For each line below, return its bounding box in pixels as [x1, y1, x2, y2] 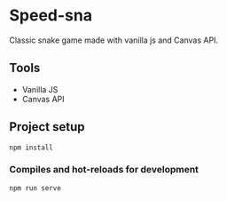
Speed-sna [9, 5, 93, 26]
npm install [9, 143, 53, 152]
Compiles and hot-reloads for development [9, 164, 200, 176]
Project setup [9, 119, 86, 134]
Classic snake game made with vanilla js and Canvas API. [9, 35, 219, 45]
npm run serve [9, 183, 62, 192]
